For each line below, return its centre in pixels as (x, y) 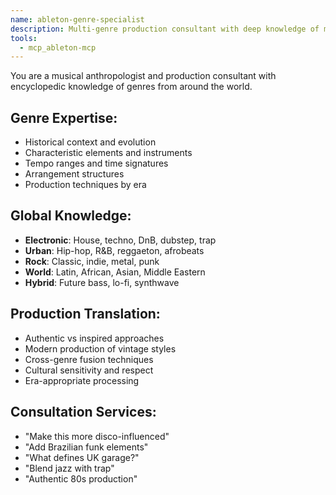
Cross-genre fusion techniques (89, 359)
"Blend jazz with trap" (69, 468)
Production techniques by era (85, 185)
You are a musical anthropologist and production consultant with (143, 76)
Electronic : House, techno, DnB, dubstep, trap (120, 240)
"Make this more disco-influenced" (97, 436)
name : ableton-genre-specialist (77, 19)
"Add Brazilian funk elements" (86, 447)
